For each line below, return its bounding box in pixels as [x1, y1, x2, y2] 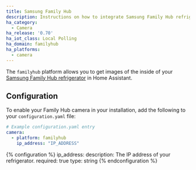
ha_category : [6, 19, 38, 25]
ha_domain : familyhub [6, 41, 59, 47]
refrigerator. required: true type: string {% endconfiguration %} [6, 157, 157, 164]
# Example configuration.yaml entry [6, 124, 95, 130]
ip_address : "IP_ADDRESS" [16, 141, 80, 147]
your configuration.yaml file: [6, 113, 76, 120]
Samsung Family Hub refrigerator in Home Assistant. [6, 74, 132, 81]
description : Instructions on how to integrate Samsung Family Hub [6, 14, 174, 20]
